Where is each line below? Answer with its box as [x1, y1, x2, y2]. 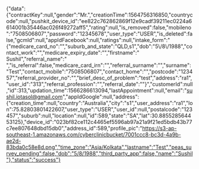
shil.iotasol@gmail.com [6, 93, 63, 100]
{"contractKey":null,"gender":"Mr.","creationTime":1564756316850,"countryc [6, 11, 193, 18]
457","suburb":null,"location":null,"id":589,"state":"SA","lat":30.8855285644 [6, 112, 191, 119]
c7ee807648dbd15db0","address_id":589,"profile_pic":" [6, 125, 143, 132]
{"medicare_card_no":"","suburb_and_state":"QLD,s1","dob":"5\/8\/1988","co [6, 43, 193, 50]
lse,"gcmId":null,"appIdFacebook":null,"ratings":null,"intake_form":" [6, 37, 170, 43]
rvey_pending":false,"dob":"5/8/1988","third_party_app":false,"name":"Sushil [6, 150, 193, 157]
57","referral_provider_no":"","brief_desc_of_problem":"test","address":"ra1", [6, 74, 192, 81]
